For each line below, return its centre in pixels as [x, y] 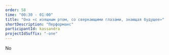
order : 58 [16, 10]
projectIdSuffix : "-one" [31, 34]
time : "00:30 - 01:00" [29, 15]
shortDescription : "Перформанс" [39, 24]
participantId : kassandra [32, 29]
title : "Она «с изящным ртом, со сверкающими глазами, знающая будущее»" [85, 19]
